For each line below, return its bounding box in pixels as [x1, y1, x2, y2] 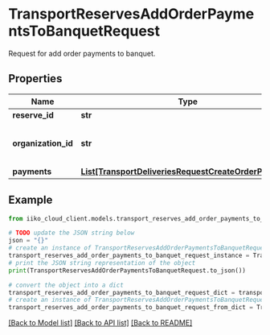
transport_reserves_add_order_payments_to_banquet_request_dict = [8, 288, 235, 296]
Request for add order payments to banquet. [8, 48, 156, 58]
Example [8, 193, 53, 207]
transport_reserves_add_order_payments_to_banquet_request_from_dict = [8, 304, 253, 312]
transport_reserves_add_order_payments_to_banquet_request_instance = [8, 251, 250, 260]
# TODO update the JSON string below [8, 229, 135, 238]
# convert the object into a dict [8, 281, 125, 289]
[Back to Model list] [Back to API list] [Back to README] [8, 318, 193, 328]
